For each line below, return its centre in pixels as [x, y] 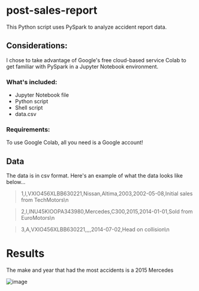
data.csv [26, 114]
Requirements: [28, 129]
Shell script [29, 108]
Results [25, 254]
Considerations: [37, 46]
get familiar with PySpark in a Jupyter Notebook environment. [82, 66]
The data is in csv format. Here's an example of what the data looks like [94, 176]
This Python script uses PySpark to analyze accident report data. [87, 27]
